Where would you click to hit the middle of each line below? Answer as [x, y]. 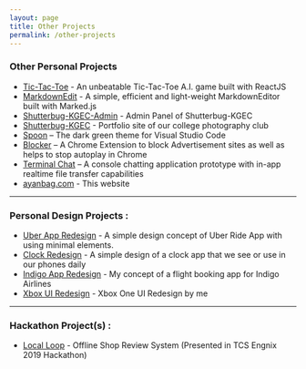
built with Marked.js [60, 106]
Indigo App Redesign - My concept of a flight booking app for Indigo [151, 273]
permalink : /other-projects [63, 35]
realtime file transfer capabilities [83, 173]
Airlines [37, 283]
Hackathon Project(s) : [61, 325]
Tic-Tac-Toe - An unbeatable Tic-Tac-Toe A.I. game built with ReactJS [154, 87]
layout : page [34, 18]
